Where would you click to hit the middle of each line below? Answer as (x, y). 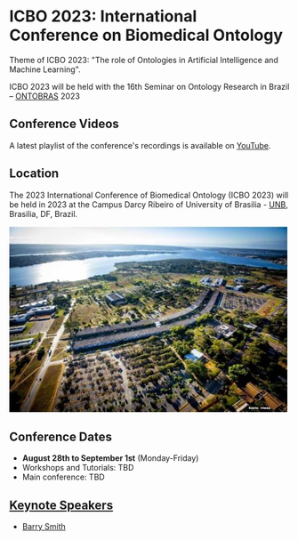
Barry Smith (44, 527)
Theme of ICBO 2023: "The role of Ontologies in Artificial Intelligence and (144, 60)
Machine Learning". (45, 69)
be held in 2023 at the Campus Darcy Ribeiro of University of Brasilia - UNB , (149, 204)
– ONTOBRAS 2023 (44, 96)
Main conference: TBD (63, 477)
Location (34, 174)
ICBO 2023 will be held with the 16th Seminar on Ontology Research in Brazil (149, 86)
